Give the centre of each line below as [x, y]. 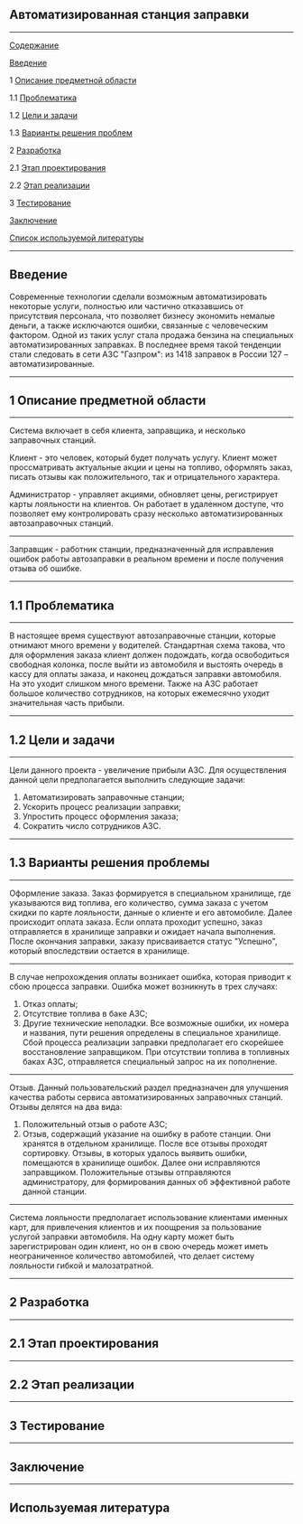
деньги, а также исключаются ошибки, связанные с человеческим [139, 325]
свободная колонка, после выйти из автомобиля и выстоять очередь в [147, 664]
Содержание [34, 45]
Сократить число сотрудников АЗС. [92, 826]
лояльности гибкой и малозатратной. [82, 1265]
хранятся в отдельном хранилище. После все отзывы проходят [145, 1143]
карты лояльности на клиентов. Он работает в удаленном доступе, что [147, 504]
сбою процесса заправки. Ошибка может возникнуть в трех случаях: [143, 986]
